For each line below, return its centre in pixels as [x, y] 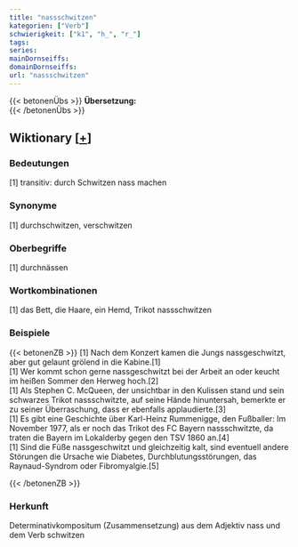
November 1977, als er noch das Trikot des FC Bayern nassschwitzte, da [141, 428]
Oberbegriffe [38, 248]
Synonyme [33, 205]
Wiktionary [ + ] [50, 138]
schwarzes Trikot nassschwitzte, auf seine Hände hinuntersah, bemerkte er [148, 399]
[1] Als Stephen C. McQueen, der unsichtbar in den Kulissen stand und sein [147, 390]
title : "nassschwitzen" [53, 17]
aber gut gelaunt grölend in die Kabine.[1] [85, 362]
